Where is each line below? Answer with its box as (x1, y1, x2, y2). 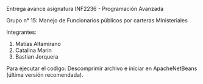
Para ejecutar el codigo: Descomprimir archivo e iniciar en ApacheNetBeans (6, 65, 198, 72)
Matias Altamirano (15, 40, 61, 47)
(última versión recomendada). (6, 71, 84, 78)
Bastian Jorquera (15, 53, 59, 60)
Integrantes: (6, 28, 37, 36)
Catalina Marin (15, 47, 52, 54)
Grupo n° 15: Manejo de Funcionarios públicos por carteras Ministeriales (6, 17, 188, 24)
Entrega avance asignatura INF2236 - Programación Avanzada (6, 5, 163, 12)
